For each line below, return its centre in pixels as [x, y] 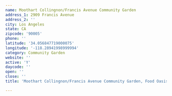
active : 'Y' [18, 62]
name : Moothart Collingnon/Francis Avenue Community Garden [71, 10]
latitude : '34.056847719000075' [40, 43]
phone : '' [16, 39]
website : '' [18, 57]
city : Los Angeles [25, 24]
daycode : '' [18, 67]
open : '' [15, 72]
